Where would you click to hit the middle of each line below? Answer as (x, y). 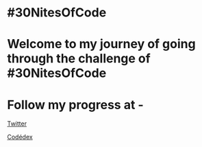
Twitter (17, 124)
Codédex (20, 137)
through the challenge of (79, 59)
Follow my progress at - (75, 105)
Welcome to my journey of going (102, 44)
